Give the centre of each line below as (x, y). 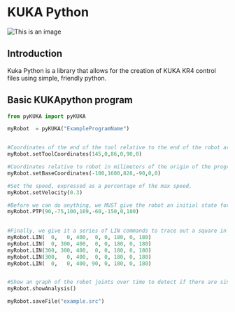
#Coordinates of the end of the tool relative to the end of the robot (114, 148)
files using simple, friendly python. (57, 78)
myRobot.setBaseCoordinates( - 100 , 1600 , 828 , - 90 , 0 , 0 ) (84, 173)
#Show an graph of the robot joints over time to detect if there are (112, 282)
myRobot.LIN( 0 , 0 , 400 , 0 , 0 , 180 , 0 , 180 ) (79, 238)
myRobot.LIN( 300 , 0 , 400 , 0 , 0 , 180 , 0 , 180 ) (79, 257)
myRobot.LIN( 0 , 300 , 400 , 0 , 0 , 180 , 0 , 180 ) (79, 244)
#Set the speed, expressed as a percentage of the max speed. (100, 186)
